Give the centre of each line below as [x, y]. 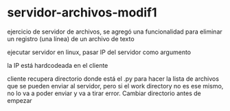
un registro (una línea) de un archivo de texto [71, 38]
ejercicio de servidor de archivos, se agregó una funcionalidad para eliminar [115, 32]
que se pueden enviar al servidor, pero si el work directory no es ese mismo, [115, 86]
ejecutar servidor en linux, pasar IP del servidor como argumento [99, 52]
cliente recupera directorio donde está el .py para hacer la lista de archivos [113, 78]
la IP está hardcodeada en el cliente [58, 65]
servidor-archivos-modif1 [82, 13]
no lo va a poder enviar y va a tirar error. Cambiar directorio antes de [104, 93]
